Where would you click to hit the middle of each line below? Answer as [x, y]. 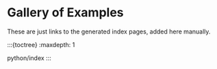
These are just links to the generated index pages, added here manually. [109, 31]
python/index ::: [29, 58]
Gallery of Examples [66, 13]
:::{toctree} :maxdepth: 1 [41, 44]
